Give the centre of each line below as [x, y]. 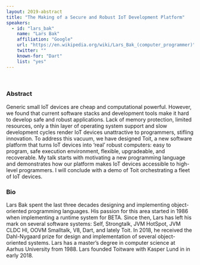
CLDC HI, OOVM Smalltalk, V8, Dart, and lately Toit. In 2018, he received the [99, 230]
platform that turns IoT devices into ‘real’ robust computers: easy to [89, 145]
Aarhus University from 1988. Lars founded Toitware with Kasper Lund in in [98, 249]
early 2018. [20, 255]
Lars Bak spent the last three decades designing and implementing [88, 205]
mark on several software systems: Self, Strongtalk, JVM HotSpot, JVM [93, 224]
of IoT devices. [24, 176]
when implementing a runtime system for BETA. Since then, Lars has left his [99, 217]
